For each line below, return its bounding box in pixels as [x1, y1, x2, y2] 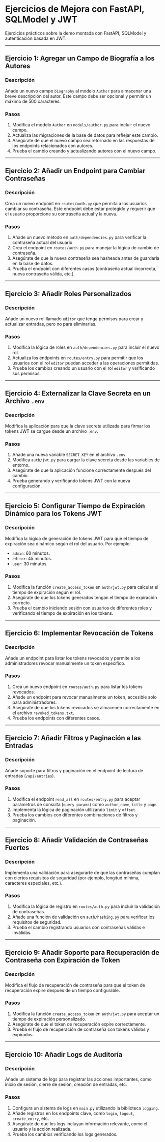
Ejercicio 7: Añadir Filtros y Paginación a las [5, 734, 141, 742]
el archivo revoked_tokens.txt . [12, 710, 75, 716]
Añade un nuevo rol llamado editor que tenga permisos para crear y [5, 316, 143, 322]
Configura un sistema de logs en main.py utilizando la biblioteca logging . [12, 1105, 159, 1111]
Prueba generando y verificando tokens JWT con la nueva [12, 478, 131, 483]
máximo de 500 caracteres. [5, 98, 61, 104]
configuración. [12, 483, 42, 489]
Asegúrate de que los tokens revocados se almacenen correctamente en [12, 704, 160, 710]
